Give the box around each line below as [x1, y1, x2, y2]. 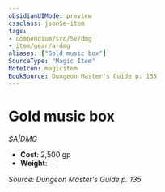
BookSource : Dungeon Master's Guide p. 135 [8, 72, 158, 80]
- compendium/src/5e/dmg [8, 34, 92, 43]
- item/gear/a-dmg [8, 42, 70, 50]
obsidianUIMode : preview [8, 11, 92, 20]
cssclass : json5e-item [8, 19, 85, 28]
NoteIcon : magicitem [8, 65, 78, 73]
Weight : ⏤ [19, 158, 55, 168]
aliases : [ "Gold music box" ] [8, 49, 107, 58]
